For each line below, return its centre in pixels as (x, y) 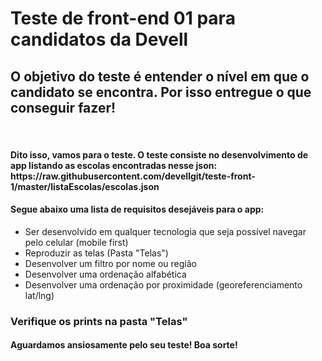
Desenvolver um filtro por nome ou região (110, 263)
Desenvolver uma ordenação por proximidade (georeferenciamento (163, 284)
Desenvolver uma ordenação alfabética (105, 274)
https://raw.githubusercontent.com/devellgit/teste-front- (133, 176)
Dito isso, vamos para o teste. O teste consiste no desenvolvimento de (159, 154)
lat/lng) (39, 295)
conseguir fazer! (63, 107)
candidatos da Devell (99, 39)
